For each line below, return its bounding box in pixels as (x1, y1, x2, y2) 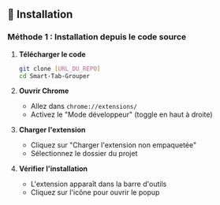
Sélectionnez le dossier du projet (30, 149, 138, 158)
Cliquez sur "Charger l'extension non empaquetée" (30, 140, 197, 150)
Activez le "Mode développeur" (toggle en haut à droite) (30, 110, 214, 119)
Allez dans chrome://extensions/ (30, 102, 137, 111)
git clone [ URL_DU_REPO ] (18, 65, 101, 73)
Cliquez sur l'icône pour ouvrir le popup (30, 188, 160, 197)
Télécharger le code (18, 49, 86, 59)
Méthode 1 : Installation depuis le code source (7, 32, 187, 43)
